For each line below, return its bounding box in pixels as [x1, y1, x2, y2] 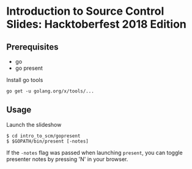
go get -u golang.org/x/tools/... [6, 88, 95, 94]
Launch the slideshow [6, 121, 62, 128]
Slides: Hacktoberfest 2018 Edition [6, 17, 186, 31]
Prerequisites [6, 42, 59, 52]
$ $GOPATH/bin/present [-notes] [6, 138, 89, 145]
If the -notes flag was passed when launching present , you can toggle [6, 149, 183, 156]
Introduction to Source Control [6, 4, 164, 18]
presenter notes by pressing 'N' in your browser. [6, 155, 128, 163]
